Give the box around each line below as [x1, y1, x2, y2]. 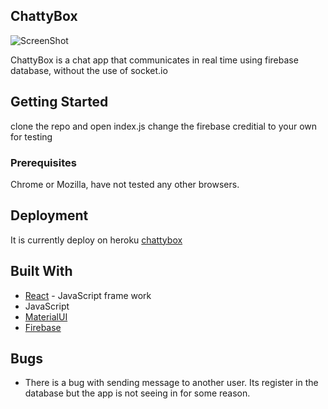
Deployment [10, 207, 89, 224]
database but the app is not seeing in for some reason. [24, 387, 251, 399]
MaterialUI [24, 310, 68, 323]
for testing [10, 130, 53, 143]
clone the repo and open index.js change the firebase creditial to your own [10, 120, 317, 132]
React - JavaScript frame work [24, 289, 152, 301]
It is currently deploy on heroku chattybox [10, 234, 183, 246]
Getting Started [10, 94, 109, 111]
